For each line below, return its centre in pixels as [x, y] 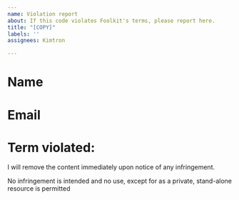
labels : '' [24, 34]
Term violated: [51, 147]
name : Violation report [43, 14]
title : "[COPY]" [31, 27]
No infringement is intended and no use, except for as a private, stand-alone [119, 181]
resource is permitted [39, 189]
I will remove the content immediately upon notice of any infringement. [111, 167]
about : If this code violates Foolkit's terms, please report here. [111, 21]
